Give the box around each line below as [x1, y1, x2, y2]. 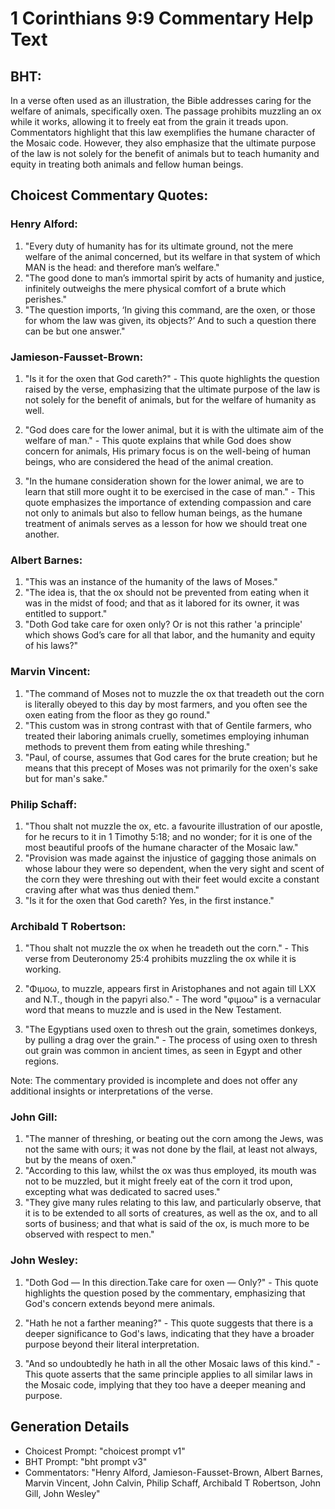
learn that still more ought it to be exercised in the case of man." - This [24, 485, 316, 497]
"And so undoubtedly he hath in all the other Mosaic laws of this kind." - [24, 1357, 321, 1369]
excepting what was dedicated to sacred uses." [24, 1186, 221, 1198]
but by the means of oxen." [24, 1154, 137, 1166]
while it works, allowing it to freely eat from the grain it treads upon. [10, 116, 289, 127]
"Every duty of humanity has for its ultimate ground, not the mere [24, 240, 294, 252]
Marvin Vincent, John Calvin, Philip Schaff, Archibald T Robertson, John [24, 1477, 322, 1489]
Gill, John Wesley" [24, 1487, 101, 1499]
